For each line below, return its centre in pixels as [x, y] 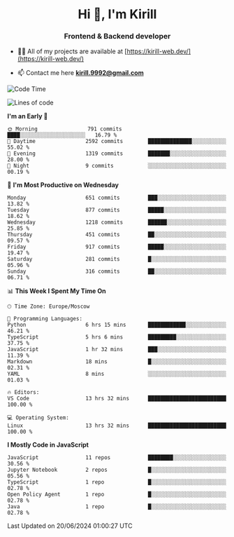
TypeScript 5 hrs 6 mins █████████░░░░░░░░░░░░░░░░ [117, 337]
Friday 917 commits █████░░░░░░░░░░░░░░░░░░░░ [117, 247]
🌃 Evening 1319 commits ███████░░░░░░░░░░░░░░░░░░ [117, 154]
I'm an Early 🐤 [28, 116]
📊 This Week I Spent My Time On [57, 291]
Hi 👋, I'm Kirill [117, 14]
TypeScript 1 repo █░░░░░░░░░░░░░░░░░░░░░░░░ [117, 482]
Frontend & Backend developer [117, 36]
